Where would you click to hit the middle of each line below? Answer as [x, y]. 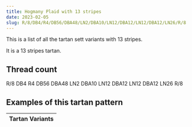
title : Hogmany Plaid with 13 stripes [54, 12]
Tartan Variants [32, 119]
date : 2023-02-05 [27, 17]
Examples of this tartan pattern [64, 102]
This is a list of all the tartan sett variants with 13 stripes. [74, 40]
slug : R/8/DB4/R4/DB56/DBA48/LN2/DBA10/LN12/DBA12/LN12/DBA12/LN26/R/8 [96, 22]
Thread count [32, 69]
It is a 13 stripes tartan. [34, 51]
